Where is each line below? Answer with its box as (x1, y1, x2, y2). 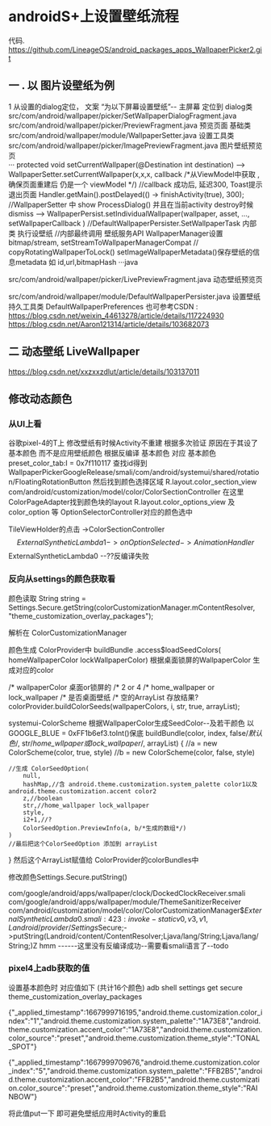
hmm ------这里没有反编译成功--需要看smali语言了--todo (39, 940, 229, 950)
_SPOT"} (8, 1041, 38, 1051)
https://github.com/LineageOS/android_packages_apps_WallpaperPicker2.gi (8, 44, 262, 54)
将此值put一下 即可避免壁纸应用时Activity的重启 (8, 1108, 167, 1118)
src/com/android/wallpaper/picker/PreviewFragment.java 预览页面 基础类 (8, 120, 252, 130)
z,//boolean (23, 794, 63, 802)
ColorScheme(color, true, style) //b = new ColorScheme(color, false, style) (8, 747, 256, 757)
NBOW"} (8, 1091, 38, 1101)
